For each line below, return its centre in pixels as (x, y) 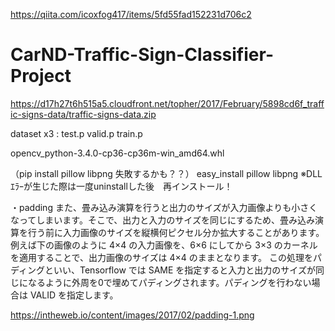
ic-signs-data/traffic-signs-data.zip (83, 114)
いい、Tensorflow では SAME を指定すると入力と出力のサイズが (184, 270)
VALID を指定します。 (74, 295)
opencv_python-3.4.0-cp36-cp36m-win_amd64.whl (117, 153)
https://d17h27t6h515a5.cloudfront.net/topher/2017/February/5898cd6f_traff (167, 103)
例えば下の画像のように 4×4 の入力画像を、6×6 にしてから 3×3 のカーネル (164, 245)
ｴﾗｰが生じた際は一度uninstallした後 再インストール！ (121, 186)
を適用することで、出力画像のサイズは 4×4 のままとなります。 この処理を (161, 257)
